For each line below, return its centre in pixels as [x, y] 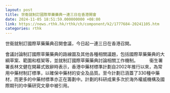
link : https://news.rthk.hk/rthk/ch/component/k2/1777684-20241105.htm [82, 24]
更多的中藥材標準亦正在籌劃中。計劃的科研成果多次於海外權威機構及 [89, 79]
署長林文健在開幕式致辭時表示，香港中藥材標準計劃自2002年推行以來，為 [82, 67]
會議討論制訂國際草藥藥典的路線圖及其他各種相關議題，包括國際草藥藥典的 [83, 54]
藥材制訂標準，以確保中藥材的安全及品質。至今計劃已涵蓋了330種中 [85, 73]
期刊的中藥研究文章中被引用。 [40, 85]
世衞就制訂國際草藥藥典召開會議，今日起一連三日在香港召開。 [70, 44]
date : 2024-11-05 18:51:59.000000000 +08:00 [53, 19]
